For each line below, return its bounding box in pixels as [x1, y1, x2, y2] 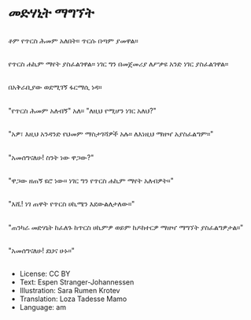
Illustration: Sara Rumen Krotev [19, 286, 120, 296]
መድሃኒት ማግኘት [8, 4, 94, 22]
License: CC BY [19, 269, 71, 279]
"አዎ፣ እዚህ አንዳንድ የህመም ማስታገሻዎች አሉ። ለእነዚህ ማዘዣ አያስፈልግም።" [8, 129, 214, 139]
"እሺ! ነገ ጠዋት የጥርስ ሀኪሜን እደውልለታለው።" [8, 199, 135, 209]
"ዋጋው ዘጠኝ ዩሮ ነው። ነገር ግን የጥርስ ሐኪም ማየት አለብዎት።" [8, 176, 175, 185]
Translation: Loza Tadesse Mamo [19, 294, 127, 303]
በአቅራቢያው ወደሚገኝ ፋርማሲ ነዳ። [8, 83, 102, 92]
